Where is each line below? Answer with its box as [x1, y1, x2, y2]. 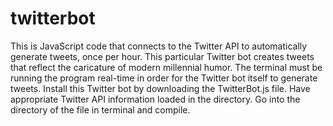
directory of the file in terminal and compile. [10, 103, 191, 116]
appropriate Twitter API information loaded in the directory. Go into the [10, 93, 301, 105]
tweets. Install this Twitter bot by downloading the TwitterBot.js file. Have [10, 82, 311, 94]
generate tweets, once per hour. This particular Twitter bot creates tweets [10, 50, 315, 62]
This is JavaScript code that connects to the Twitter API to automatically [10, 40, 308, 52]
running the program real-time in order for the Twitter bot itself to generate [10, 72, 318, 84]
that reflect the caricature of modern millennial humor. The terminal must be [10, 61, 323, 73]
